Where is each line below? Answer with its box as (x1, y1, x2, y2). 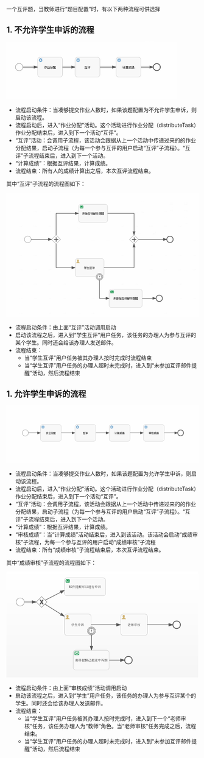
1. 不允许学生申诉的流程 (6, 25, 94, 35)
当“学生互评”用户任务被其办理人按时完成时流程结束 (24, 354, 152, 361)
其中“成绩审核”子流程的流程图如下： (6, 559, 97, 566)
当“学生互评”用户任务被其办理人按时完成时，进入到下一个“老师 (24, 715, 181, 722)
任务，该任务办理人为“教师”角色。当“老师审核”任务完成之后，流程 (32, 722, 197, 729)
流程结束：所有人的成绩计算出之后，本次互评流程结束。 (15, 167, 154, 174)
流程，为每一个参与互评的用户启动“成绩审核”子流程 (28, 538, 157, 545)
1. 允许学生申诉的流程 (6, 389, 86, 399)
